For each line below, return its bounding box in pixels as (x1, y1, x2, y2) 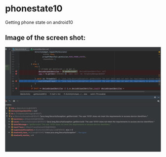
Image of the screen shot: (5, 34, 86, 42)
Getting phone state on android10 (5, 19, 73, 25)
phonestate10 (5, 3, 63, 14)
